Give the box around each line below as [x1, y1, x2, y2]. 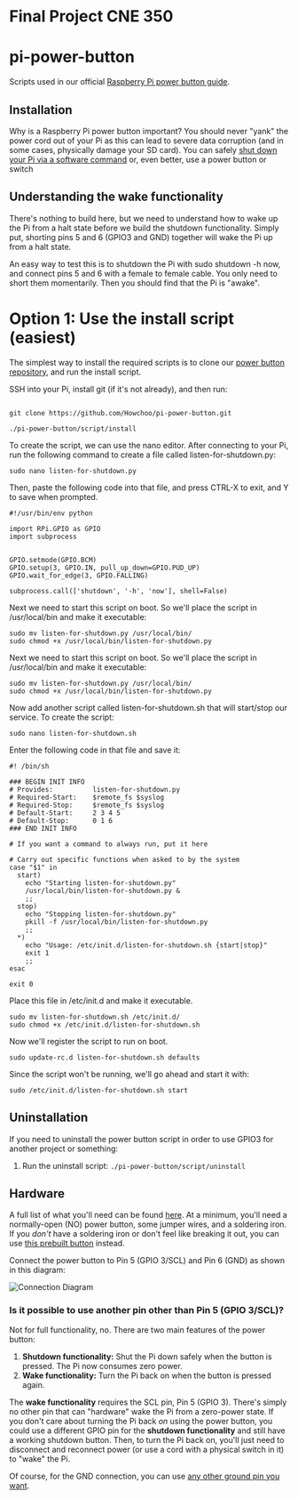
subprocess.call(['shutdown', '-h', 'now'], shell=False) [9, 586, 228, 595]
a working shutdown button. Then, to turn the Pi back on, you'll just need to [9, 1434, 285, 1445]
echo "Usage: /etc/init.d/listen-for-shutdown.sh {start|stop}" [25, 940, 268, 949]
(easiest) [9, 327, 77, 348]
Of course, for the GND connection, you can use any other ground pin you [9, 1471, 280, 1481]
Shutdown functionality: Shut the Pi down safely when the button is [21, 1350, 272, 1362]
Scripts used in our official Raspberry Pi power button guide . [9, 77, 231, 87]
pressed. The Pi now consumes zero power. [21, 1360, 184, 1371]
